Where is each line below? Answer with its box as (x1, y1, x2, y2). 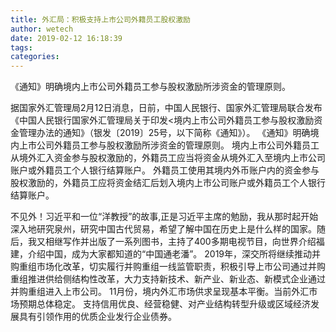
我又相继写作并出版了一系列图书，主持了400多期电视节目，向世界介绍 (27, 236, 317, 248)
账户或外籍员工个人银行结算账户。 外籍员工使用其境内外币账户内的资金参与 (10, 164, 320, 176)
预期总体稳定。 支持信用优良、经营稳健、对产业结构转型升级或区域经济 (18, 298, 311, 310)
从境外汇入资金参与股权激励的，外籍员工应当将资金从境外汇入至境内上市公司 (10, 152, 326, 164)
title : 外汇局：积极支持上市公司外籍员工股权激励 (10, 14, 191, 25)
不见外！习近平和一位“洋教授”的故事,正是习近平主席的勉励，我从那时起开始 (10, 211, 319, 223)
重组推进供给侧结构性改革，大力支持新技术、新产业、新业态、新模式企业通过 (10, 273, 326, 285)
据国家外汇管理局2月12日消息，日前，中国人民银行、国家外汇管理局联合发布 (10, 102, 323, 114)
